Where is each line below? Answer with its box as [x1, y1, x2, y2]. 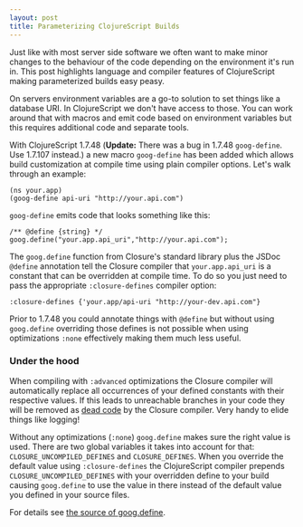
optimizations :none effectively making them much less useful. [9, 332, 241, 343]
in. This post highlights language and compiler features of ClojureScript [9, 65, 276, 77]
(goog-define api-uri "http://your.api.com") [9, 194, 184, 203]
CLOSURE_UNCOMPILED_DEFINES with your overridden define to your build [9, 470, 270, 481]
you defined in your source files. [9, 489, 130, 500]
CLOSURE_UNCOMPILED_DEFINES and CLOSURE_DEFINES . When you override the [9, 450, 284, 462]
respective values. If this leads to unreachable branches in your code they [9, 395, 285, 406]
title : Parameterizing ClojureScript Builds [9, 22, 180, 31]
